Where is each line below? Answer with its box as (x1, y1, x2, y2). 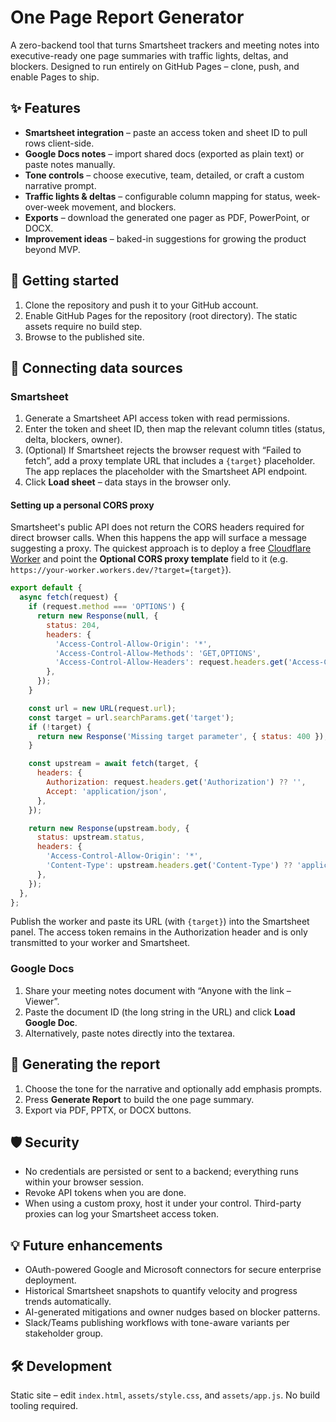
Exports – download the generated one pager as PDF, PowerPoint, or (24, 211, 310, 223)
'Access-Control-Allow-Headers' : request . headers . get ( (54, 657, 288, 668)
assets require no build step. (24, 320, 143, 332)
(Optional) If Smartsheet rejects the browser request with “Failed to (24, 444, 302, 456)
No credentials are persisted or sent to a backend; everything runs (24, 1166, 299, 1178)
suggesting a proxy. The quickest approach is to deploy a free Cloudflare (10, 542, 312, 555)
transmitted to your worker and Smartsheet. (10, 937, 191, 949)
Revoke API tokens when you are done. (24, 1187, 187, 1199)
